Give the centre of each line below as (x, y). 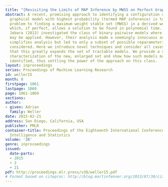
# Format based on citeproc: (35, 177)
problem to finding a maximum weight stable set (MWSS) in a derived (83, 24)
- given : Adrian (22, 107)
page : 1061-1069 (22, 93)
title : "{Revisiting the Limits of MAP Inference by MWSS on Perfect (79, 10)
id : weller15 (19, 75)
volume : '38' (19, 140)
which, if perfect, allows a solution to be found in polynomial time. (86, 28)
